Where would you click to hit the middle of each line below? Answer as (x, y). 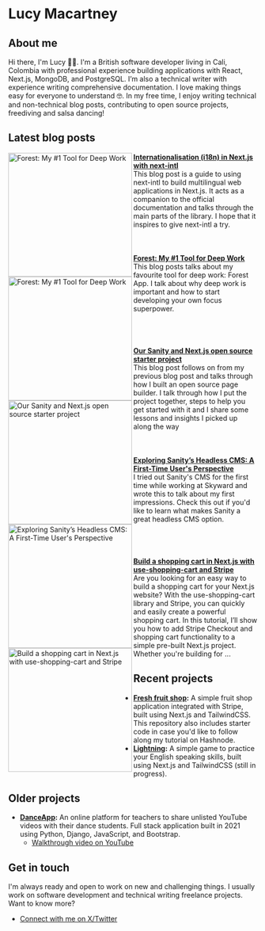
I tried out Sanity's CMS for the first (191, 477)
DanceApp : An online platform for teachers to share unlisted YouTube (133, 818)
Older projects (44, 798)
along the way (156, 426)
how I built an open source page (186, 384)
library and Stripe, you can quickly (189, 603)
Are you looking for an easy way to (190, 578)
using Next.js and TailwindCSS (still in (195, 765)
